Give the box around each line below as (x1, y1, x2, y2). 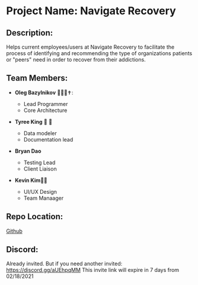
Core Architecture (23, 107, 68, 114)
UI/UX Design (23, 188, 58, 195)
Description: (6, 28, 53, 38)
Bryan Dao (14, 147, 41, 155)
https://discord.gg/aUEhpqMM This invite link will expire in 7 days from (6, 267, 180, 274)
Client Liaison (23, 165, 58, 172)
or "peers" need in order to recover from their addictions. (6, 56, 146, 63)
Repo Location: (6, 212, 63, 222)
